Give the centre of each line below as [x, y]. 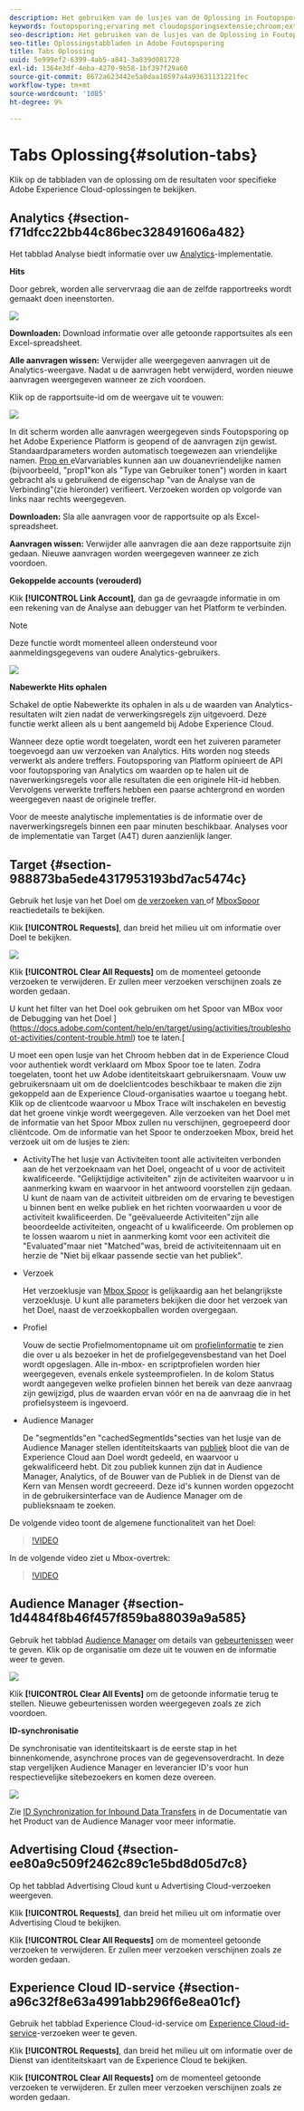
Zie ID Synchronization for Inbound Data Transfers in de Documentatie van [148, 1811]
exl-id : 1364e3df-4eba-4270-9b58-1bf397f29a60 [99, 69]
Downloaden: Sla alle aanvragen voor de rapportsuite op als [122, 516]
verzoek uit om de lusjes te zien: [70, 1142]
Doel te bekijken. [41, 937]
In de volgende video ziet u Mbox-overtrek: [90, 1557]
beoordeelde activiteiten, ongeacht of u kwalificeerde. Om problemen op [158, 1226]
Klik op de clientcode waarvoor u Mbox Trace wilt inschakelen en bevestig [148, 1103]
